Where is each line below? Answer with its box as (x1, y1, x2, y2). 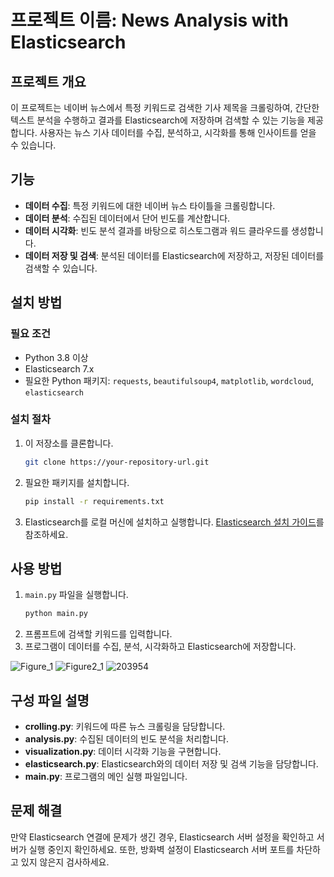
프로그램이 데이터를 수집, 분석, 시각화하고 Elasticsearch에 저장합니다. (24, 641, 297, 653)
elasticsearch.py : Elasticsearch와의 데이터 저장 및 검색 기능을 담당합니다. (24, 758, 319, 770)
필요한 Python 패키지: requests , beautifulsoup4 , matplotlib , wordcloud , (24, 374, 315, 386)
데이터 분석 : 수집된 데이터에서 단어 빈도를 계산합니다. (24, 212, 231, 224)
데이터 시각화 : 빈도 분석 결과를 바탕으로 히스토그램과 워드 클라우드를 (24, 224, 290, 236)
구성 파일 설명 (10, 692, 90, 709)
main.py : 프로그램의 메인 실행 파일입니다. (24, 771, 188, 783)
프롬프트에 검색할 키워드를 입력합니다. (24, 628, 173, 640)
